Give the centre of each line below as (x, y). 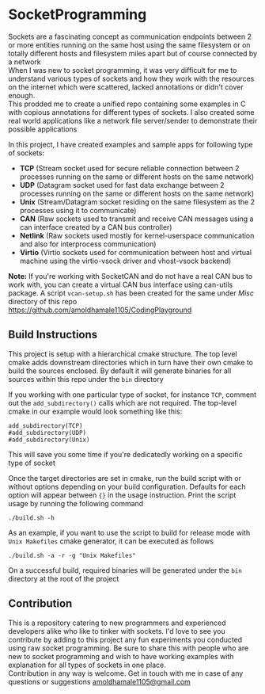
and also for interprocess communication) (88, 244)
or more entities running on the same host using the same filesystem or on (129, 44)
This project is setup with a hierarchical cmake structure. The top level (123, 353)
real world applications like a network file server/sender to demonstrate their (133, 120)
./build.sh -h (32, 518)
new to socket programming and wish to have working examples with (121, 656)
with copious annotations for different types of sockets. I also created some (131, 112)
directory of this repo (43, 301)
